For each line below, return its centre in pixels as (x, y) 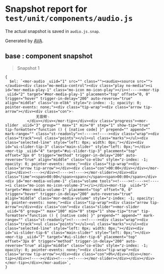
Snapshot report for (46, 9)
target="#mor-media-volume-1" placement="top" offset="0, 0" (69, 190)
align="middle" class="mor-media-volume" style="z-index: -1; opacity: (80, 198)
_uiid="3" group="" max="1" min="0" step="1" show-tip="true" (85, 125)
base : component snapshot (49, 56)
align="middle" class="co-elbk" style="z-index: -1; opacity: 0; (73, 103)
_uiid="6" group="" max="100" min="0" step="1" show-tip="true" (72, 211)
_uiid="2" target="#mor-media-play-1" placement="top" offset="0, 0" (78, 94)
